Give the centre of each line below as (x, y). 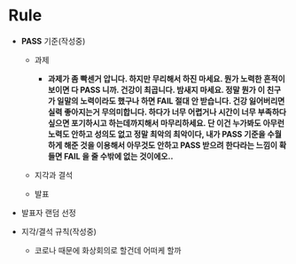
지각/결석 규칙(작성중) (58, 231)
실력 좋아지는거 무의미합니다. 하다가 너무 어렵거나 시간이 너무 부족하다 (167, 112)
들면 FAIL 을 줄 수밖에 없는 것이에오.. (110, 156)
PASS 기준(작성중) (53, 41)
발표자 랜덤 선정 (48, 213)
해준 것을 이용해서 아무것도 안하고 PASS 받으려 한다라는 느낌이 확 (175, 145)
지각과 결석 (53, 175)
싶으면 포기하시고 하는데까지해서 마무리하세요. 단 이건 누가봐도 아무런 (166, 123)
